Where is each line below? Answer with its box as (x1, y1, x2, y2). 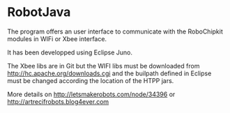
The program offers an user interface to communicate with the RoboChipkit (7, 27, 223, 36)
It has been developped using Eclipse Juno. (7, 48, 132, 56)
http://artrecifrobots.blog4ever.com (7, 97, 109, 105)
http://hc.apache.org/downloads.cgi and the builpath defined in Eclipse (7, 69, 212, 77)
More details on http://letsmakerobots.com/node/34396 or (7, 90, 176, 98)
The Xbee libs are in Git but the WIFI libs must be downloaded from (7, 61, 200, 70)
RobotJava (7, 4, 71, 20)
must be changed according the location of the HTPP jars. (7, 76, 174, 84)
